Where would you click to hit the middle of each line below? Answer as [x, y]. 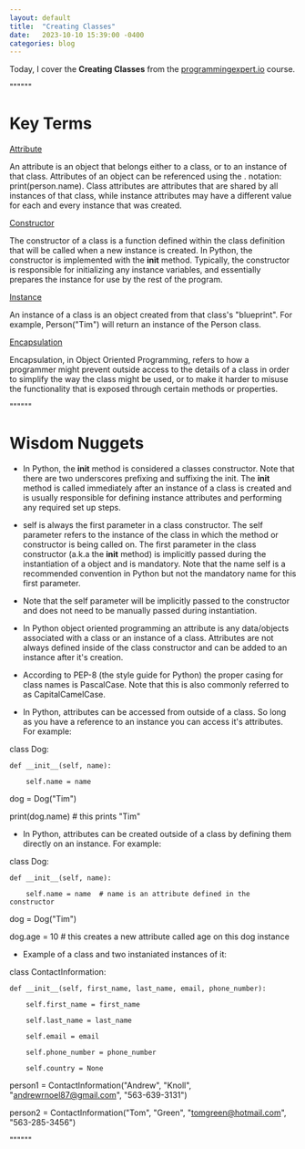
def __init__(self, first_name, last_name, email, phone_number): [138, 989]
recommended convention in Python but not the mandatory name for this [159, 574]
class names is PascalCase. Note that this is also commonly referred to [156, 685]
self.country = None [65, 1069]
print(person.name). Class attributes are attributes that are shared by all [144, 186]
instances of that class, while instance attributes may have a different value [151, 196]
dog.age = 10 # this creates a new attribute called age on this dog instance [149, 937]
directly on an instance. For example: [92, 844]
